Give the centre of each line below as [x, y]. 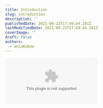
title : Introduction [26, 10]
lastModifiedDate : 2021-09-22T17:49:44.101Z [51, 28]
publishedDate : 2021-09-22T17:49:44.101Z [48, 23]
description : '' [22, 19]
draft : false [18, 37]
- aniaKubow [22, 46]
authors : [14, 42]
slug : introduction [25, 14]
